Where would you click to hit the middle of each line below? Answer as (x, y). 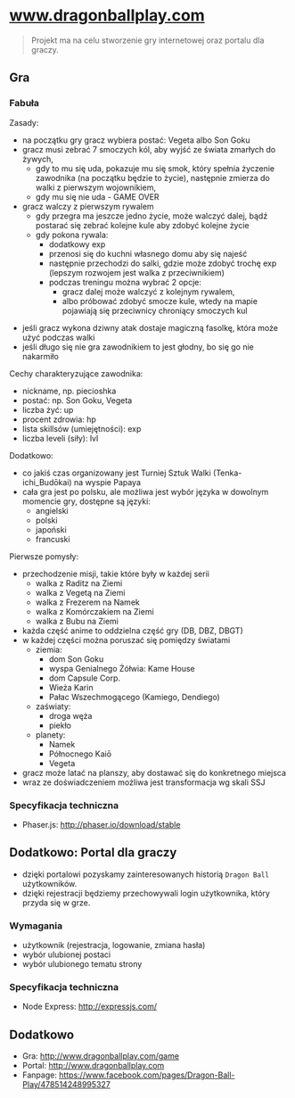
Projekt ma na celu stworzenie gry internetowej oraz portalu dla (147, 40)
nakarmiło (41, 356)
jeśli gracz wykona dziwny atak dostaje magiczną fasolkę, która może (150, 327)
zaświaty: (53, 706)
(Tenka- (227, 473)
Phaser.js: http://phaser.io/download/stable (101, 824)
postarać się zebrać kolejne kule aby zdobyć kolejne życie (142, 225)
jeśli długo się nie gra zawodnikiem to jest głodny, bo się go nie (138, 347)
